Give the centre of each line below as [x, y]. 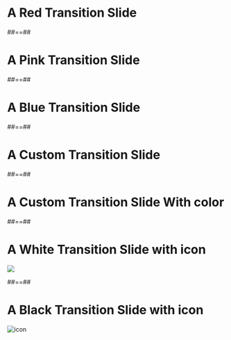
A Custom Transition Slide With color [116, 202]
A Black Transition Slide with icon [105, 310]
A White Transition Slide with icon [106, 249]
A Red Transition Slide [72, 13]
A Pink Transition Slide [74, 60]
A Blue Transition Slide [74, 107]
